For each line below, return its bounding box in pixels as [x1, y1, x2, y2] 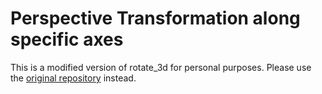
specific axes [10, 28, 124, 51]
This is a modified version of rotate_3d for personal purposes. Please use [10, 61, 312, 73]
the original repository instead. [10, 72, 137, 84]
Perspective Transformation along [10, 7, 301, 30]
